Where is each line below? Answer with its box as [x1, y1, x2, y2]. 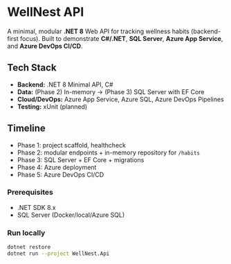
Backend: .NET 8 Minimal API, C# [17, 80, 113, 89]
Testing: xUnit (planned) [17, 102, 88, 111]
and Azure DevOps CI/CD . [7, 42, 83, 50]
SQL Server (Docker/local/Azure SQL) [17, 211, 125, 219]
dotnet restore [7, 244, 51, 251]
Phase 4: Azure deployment [17, 163, 97, 171]
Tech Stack [7, 62, 57, 73]
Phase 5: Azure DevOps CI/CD [17, 170, 104, 179]
